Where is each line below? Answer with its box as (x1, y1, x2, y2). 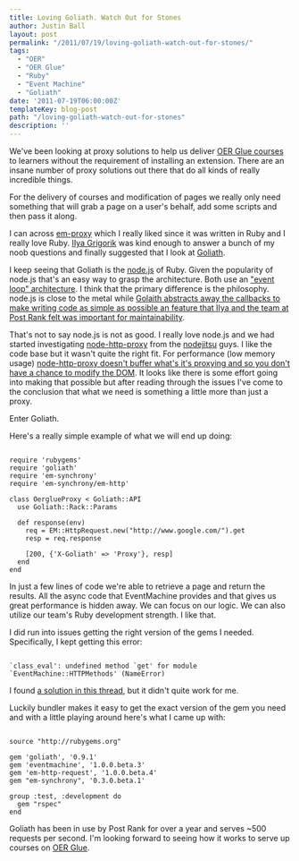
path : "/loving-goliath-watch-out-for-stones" (9, 113, 186, 122)
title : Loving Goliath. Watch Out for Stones (9, 13, 181, 22)
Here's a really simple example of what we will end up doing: (9, 430, 232, 441)
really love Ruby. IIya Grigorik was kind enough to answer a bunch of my (9, 238, 275, 248)
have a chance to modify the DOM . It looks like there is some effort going (9, 368, 278, 378)
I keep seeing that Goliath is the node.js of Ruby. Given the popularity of (9, 265, 274, 275)
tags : (9, 47, 29, 55)
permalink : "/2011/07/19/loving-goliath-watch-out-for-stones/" (9, 38, 253, 47)
